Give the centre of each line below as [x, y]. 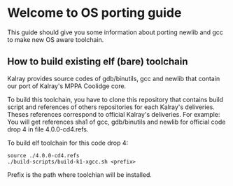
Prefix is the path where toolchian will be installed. [80, 174]
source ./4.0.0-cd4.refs [43, 155]
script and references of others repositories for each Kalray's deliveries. [111, 107]
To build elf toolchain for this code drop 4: [68, 143]
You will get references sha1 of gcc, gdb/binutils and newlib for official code [116, 122]
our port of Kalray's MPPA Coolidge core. [67, 86]
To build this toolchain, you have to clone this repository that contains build [115, 99]
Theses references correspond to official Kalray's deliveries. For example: [114, 114]
